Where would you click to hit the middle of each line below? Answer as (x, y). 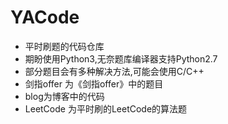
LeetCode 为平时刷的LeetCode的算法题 (106, 108)
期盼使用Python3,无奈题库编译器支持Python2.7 (121, 58)
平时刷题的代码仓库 (64, 46)
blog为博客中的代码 (64, 96)
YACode (45, 17)
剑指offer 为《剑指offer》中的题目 (94, 83)
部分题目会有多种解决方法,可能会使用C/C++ (114, 71)
